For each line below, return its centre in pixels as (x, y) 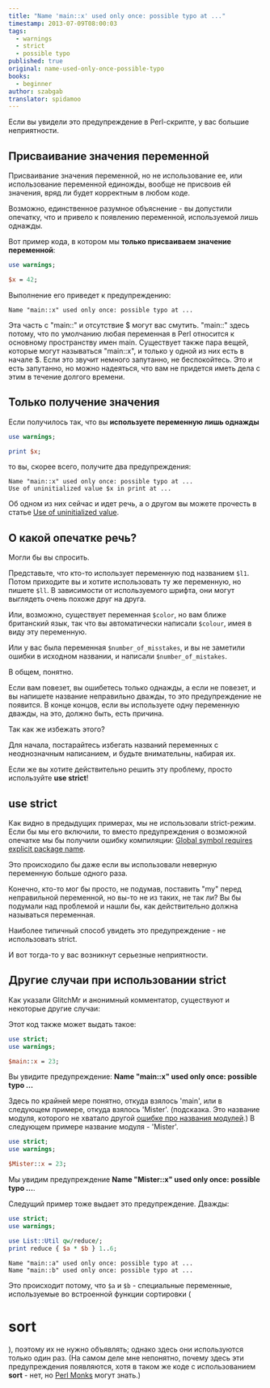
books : (19, 76)
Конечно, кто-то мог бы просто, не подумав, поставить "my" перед (125, 889)
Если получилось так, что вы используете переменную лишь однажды (134, 422)
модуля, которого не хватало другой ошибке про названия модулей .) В (132, 1118)
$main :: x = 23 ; (34, 1061)
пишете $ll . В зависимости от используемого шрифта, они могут (122, 591)
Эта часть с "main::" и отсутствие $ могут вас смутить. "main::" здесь (129, 324)
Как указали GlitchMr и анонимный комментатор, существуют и (119, 999)
